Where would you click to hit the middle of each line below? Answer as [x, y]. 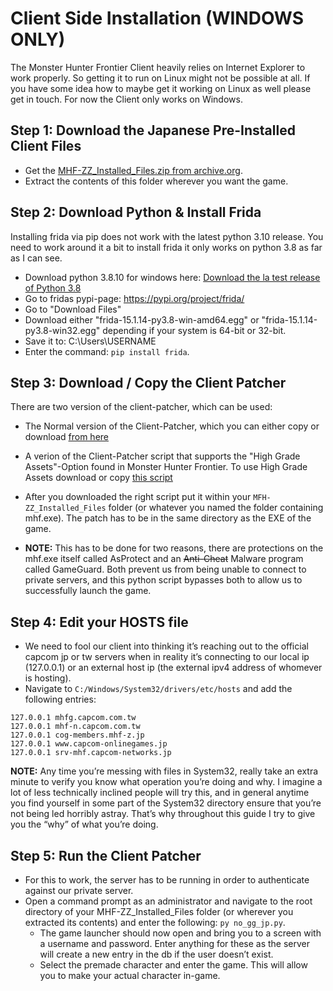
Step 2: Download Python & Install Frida [136, 212]
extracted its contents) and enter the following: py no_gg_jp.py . [155, 922]
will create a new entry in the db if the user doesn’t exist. [156, 954]
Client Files [46, 146]
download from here [67, 437]
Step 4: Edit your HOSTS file [99, 622]
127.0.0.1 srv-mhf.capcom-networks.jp [91, 753]
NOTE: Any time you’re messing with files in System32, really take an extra [164, 771]
